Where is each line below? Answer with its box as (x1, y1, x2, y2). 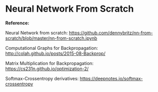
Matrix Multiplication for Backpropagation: (5, 60, 94, 66)
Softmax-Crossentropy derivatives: (5, 75, 79, 81)
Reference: (5, 20, 30, 26)
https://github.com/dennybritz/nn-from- (68, 29, 153, 36)
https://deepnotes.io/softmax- (80, 75, 143, 81)
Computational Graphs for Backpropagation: (5, 45, 98, 51)
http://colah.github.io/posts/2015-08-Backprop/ (5, 50, 106, 56)
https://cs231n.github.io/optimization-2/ (5, 66, 89, 72)
